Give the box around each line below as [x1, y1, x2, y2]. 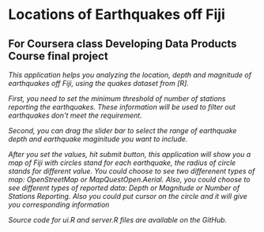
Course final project [8, 49, 108, 62]
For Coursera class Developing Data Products [8, 37, 237, 51]
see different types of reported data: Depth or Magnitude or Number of [8, 183, 240, 193]
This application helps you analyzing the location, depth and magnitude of [8, 70, 251, 80]
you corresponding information [8, 200, 110, 209]
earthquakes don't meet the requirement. [8, 110, 142, 120]
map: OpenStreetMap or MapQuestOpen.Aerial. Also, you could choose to [8, 175, 251, 184]
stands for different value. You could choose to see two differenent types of [8, 167, 255, 175]
